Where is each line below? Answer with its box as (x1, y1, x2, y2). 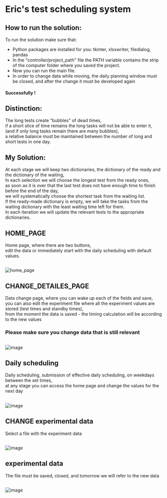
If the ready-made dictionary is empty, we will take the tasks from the (5, 199, 148, 205)
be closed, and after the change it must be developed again (12, 79, 135, 84)
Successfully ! (5, 90, 36, 96)
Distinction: (5, 104, 42, 113)
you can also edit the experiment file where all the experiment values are (5, 300, 155, 306)
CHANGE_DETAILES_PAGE (5, 282, 89, 290)
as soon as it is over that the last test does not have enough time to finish (5, 183, 156, 189)
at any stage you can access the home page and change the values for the (5, 383, 159, 389)
